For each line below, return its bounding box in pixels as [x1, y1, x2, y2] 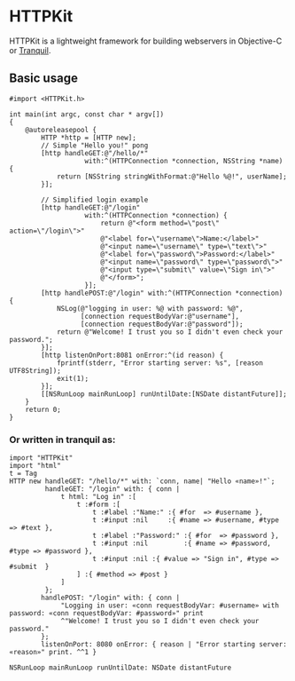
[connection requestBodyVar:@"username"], [80, 312, 240, 321]
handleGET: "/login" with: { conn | [44, 485, 180, 494]
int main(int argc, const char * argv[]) [9, 109, 165, 119]
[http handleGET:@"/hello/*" [41, 148, 149, 157]
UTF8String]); [9, 366, 62, 375]
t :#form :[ [76, 500, 121, 510]
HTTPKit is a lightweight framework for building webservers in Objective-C [9, 36, 283, 46]
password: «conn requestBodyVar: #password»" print [9, 609, 204, 618]
